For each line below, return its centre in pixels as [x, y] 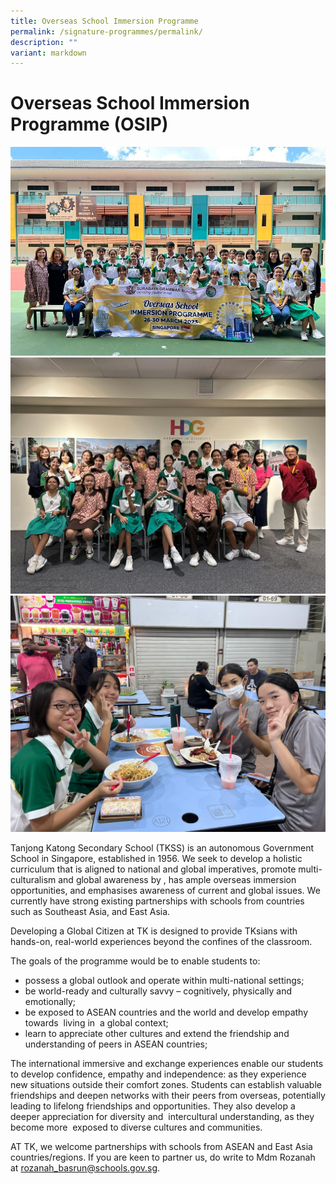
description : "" [44, 42]
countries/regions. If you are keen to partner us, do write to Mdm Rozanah [163, 1157]
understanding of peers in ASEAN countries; [116, 1044]
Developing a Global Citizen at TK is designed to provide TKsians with [154, 931]
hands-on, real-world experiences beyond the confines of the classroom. [161, 941]
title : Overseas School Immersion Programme [104, 21]
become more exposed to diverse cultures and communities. [136, 1127]
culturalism [33, 879]
